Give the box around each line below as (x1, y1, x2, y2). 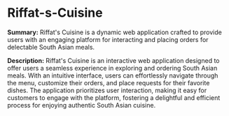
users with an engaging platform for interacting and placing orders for (7, 35, 209, 43)
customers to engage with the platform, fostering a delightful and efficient (7, 93, 221, 102)
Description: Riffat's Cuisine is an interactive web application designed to (7, 56, 220, 64)
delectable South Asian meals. (7, 43, 95, 51)
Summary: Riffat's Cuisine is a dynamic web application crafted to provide (7, 28, 222, 36)
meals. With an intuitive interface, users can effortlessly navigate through (7, 71, 218, 80)
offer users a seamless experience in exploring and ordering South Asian (7, 64, 218, 72)
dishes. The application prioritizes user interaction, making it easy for (7, 86, 207, 94)
